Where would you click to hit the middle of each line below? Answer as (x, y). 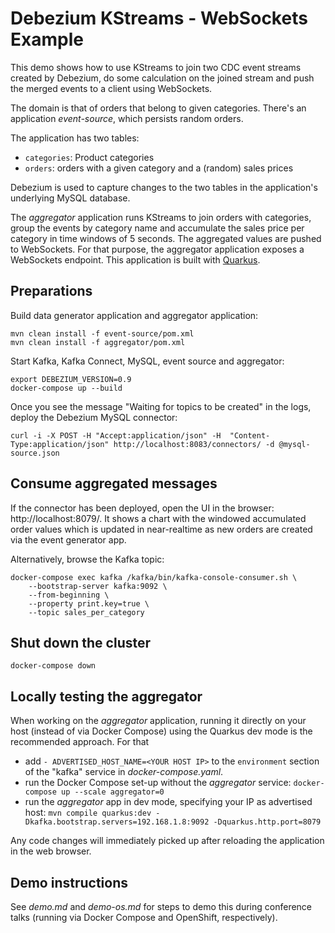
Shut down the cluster (81, 642)
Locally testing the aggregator (106, 696)
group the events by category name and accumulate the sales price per (157, 228)
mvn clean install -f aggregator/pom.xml (98, 342)
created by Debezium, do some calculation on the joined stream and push (162, 78)
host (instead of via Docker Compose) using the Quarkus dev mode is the (161, 731)
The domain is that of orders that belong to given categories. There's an (158, 108)
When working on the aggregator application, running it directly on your (158, 721)
